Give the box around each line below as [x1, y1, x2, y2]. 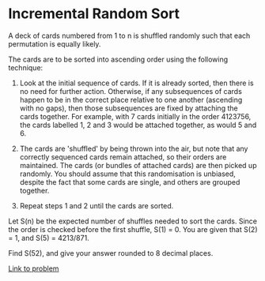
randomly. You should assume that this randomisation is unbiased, [19, 169, 236, 178]
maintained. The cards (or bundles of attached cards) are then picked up [19, 160, 257, 170]
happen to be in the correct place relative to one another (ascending [19, 95, 243, 104]
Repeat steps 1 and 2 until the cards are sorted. [19, 200, 174, 210]
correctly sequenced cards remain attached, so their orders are [19, 152, 227, 162]
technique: [8, 62, 44, 72]
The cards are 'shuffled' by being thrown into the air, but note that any [19, 144, 248, 153]
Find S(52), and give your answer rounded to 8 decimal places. [8, 248, 214, 257]
